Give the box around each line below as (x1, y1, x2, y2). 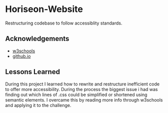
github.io (12, 53, 31, 59)
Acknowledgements (5, 34, 69, 43)
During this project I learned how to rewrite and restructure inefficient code (5, 81, 160, 87)
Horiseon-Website (5, 3, 83, 15)
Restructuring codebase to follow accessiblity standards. (5, 20, 122, 26)
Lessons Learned (5, 67, 60, 76)
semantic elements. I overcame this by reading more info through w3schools (5, 96, 163, 103)
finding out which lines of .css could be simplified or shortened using (5, 91, 147, 97)
